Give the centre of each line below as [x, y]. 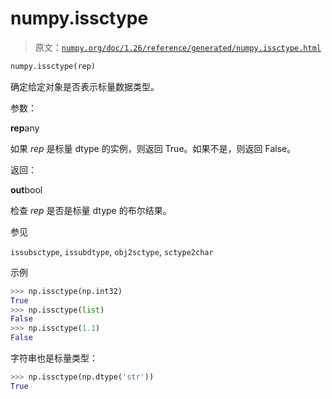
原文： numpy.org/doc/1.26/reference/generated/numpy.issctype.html [178, 47]
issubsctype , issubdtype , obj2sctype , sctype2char [112, 251]
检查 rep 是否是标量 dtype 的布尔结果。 [91, 210]
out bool [26, 189]
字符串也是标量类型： [54, 358]
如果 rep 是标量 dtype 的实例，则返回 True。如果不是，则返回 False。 [153, 148]
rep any [25, 128]
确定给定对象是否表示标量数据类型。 [85, 86]
